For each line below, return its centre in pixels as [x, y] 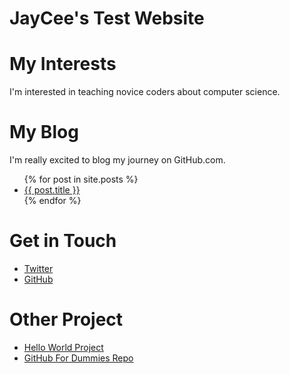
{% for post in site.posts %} [81, 179]
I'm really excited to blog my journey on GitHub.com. [117, 160]
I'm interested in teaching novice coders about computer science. [145, 92]
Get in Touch [63, 241]
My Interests [63, 64]
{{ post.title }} [52, 190]
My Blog [44, 132]
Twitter [38, 268]
